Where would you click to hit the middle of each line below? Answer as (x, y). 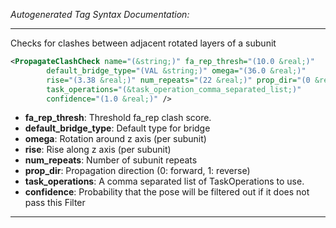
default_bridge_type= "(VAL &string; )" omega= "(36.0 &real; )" (176, 70)
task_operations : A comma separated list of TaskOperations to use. (164, 181)
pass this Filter (55, 203)
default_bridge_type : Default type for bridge (117, 128)
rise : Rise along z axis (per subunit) (98, 150)
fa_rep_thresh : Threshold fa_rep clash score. (118, 118)
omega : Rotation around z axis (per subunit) (115, 139)
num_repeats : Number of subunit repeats (111, 160)
